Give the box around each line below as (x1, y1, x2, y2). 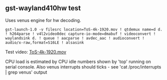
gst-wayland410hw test (5, 4, 81, 12)
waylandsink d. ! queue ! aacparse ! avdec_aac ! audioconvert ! (5, 35, 144, 40)
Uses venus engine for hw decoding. (5, 17, 81, 23)
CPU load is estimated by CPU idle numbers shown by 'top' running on (5, 58, 151, 64)
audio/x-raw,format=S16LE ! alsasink (5, 40, 84, 45)
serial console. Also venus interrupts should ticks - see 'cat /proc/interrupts (5, 63, 161, 69)
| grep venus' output (5, 69, 48, 75)
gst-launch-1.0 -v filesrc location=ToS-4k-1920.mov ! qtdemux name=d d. (5, 27, 163, 32)
